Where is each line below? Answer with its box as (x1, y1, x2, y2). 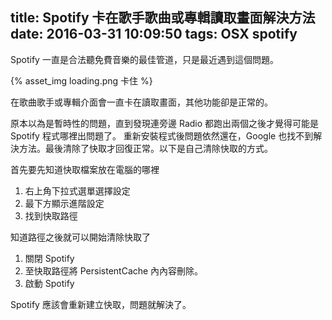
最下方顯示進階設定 (24, 197, 105, 209)
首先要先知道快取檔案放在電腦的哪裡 (10, 163, 160, 175)
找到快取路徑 (24, 209, 78, 222)
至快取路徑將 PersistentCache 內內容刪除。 (24, 264, 204, 277)
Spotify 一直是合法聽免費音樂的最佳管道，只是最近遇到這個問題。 (10, 53, 279, 65)
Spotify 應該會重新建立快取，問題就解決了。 (10, 298, 192, 310)
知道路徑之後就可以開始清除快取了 (10, 231, 151, 243)
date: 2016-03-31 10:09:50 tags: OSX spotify (10, 26, 298, 43)
